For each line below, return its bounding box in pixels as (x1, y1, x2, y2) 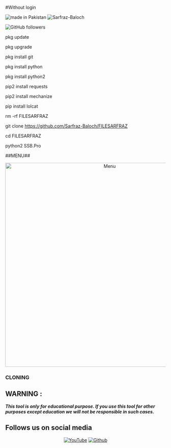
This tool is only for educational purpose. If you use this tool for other (5, 403, 155, 409)
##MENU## (5, 153, 31, 159)
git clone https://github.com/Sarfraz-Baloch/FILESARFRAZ (5, 123, 128, 129)
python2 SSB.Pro (5, 143, 41, 148)
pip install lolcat (5, 103, 38, 109)
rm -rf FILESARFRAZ (5, 113, 48, 119)
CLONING (5, 374, 30, 381)
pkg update (5, 34, 30, 40)
